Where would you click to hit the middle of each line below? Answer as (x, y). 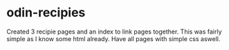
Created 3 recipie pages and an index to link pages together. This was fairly (114, 32)
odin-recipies (46, 13)
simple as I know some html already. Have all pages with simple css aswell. (113, 38)
